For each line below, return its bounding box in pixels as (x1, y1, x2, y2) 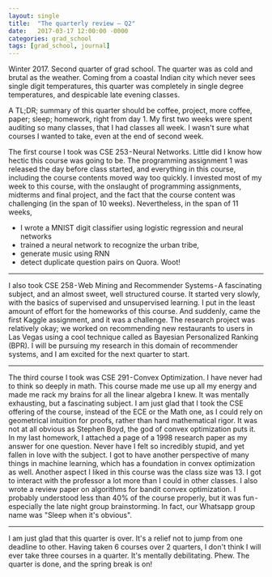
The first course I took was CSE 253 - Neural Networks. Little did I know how (8, 147, 262, 157)
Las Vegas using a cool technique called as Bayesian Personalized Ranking (8, 333, 259, 342)
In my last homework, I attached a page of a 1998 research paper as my (8, 433, 248, 443)
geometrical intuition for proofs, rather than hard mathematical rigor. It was (8, 416, 257, 426)
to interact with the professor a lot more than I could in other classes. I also (8, 476, 258, 486)
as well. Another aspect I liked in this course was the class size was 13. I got (8, 467, 261, 477)
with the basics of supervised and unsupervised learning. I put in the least (8, 298, 256, 308)
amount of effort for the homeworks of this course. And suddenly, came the (8, 307, 261, 316)
